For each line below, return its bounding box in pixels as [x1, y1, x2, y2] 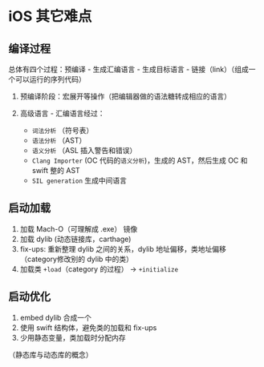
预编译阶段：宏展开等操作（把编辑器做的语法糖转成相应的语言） [19, 91, 231, 101]
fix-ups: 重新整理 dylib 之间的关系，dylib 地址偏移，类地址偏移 [19, 244, 227, 253]
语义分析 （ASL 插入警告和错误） [31, 146, 137, 155]
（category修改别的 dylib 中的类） [19, 254, 134, 264]
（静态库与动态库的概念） [8, 349, 93, 359]
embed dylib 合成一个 [19, 313, 92, 322]
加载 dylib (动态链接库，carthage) [19, 234, 132, 244]
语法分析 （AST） [31, 135, 87, 145]
